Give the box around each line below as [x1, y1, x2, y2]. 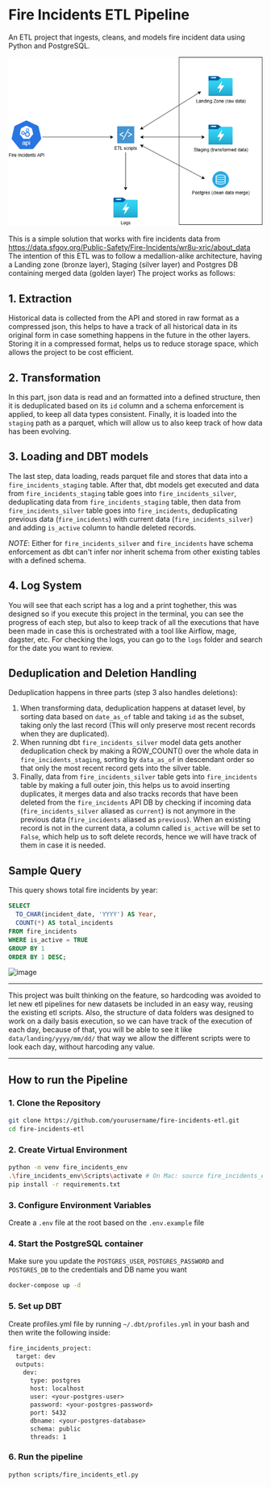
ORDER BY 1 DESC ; [8, 953, 67, 961]
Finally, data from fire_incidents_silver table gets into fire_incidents [19, 772, 258, 781]
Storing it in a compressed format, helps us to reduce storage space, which [8, 339, 259, 348]
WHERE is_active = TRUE [8, 935, 89, 944]
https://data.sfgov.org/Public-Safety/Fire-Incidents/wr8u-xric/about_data [8, 243, 251, 252]
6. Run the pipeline [8, 1452, 83, 1463]
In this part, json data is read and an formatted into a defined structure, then [8, 393, 261, 402]
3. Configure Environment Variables [8, 1199, 152, 1210]
